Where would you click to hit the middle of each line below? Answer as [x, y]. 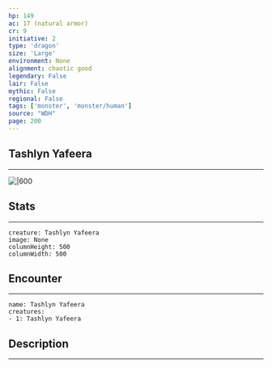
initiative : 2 [32, 38]
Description [38, 343]
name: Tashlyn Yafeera [47, 305]
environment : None [39, 61]
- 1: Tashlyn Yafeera [45, 319]
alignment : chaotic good [50, 69]
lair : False [28, 83]
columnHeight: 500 [39, 247]
